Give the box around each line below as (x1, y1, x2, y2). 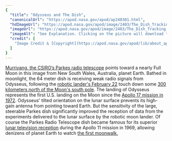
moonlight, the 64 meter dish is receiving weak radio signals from (5, 75, 143, 82)
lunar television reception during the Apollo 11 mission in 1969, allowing (5, 124, 155, 131)
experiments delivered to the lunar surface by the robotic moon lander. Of (5, 113, 161, 119)
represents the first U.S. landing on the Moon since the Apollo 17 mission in (5, 92, 164, 98)
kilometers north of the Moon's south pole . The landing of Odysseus (5, 86, 149, 92)
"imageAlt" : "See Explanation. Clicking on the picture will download (10, 31, 164, 36)
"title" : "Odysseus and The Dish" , (10, 12, 86, 17)
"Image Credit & (14, 41, 50, 46)
